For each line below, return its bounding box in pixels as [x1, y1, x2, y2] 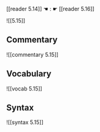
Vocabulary [6, 68, 52, 79]
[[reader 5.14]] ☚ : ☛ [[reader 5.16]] [6, 5, 95, 12]
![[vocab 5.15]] [6, 85, 43, 92]
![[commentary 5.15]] [6, 51, 59, 58]
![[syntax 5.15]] [6, 119, 44, 126]
